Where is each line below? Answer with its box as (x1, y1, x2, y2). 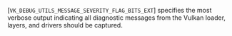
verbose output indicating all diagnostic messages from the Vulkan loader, (7, 13, 226, 22)
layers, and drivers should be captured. (7, 21, 123, 29)
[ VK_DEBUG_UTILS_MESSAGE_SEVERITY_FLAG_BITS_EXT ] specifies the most (7, 6, 212, 14)
